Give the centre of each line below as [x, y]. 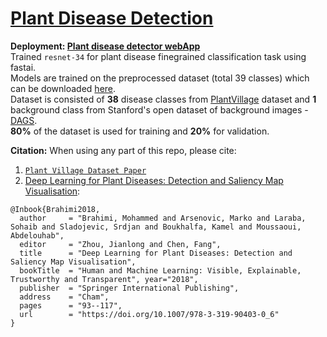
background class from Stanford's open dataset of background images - [159, 109]
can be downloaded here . [63, 88]
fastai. [23, 67]
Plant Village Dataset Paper [85, 170]
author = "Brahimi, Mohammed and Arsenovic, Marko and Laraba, [163, 218]
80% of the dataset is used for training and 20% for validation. [140, 131]
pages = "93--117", [71, 305]
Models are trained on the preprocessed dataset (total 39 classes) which [160, 78]
